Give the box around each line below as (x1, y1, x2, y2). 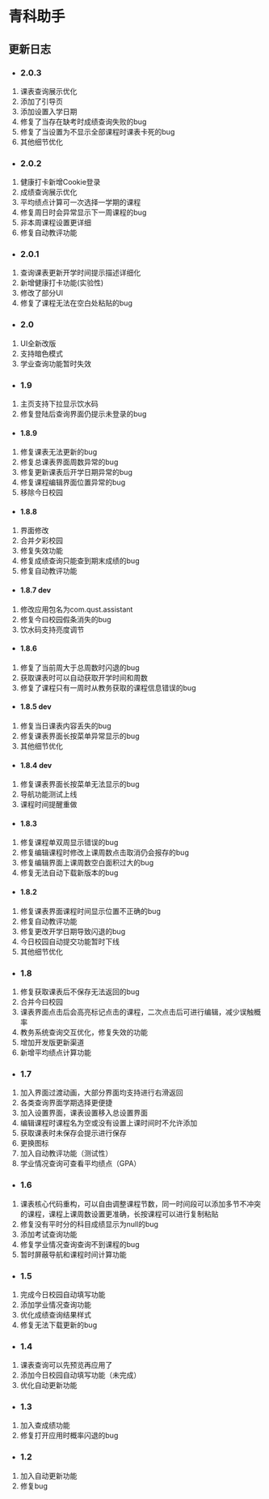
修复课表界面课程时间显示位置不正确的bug (19, 906, 162, 916)
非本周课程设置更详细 (19, 218, 91, 228)
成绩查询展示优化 (19, 187, 78, 197)
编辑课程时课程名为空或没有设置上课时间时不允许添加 (19, 1118, 198, 1128)
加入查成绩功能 (19, 1420, 70, 1430)
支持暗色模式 (19, 348, 63, 358)
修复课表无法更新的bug (19, 447, 98, 457)
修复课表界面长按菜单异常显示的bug (19, 731, 140, 741)
